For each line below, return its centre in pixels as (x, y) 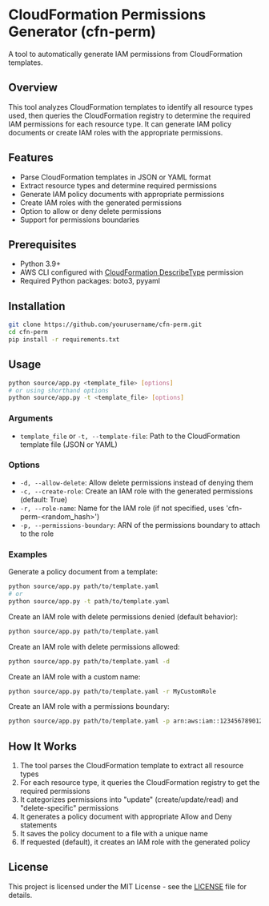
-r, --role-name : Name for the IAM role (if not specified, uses (122, 508)
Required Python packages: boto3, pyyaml (90, 281)
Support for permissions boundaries (80, 219)
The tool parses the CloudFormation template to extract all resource (132, 766)
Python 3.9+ (40, 264)
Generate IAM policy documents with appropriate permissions (122, 194)
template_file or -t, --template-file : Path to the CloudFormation (130, 436)
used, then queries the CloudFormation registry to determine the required (129, 115)
